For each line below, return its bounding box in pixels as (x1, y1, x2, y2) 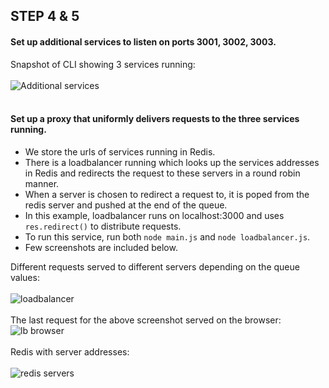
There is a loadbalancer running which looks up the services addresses (24, 156, 320, 168)
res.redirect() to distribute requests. (24, 220, 182, 232)
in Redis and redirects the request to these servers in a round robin (24, 167, 301, 179)
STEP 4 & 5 (10, 8, 80, 25)
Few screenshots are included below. (24, 241, 178, 253)
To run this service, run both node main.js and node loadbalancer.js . (24, 230, 311, 243)
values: (10, 271, 40, 283)
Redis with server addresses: (10, 345, 130, 358)
